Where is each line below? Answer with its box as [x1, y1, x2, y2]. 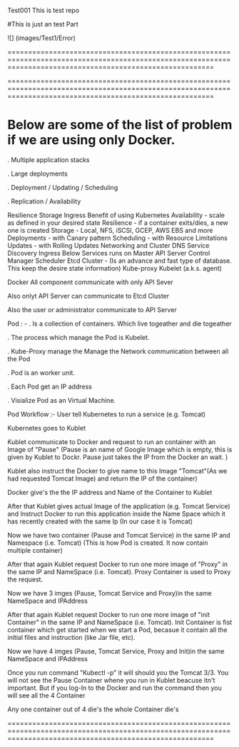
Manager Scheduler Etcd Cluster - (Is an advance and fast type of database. [7, 256, 232, 265]
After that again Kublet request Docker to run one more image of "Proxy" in [7, 560, 228, 568]
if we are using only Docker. [7, 132, 176, 149]
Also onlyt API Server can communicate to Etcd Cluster [7, 291, 170, 300]
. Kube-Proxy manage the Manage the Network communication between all [7, 346, 229, 356]
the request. [7, 575, 44, 583]
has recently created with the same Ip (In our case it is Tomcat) [7, 517, 193, 526]
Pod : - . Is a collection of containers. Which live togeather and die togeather [7, 319, 232, 328]
